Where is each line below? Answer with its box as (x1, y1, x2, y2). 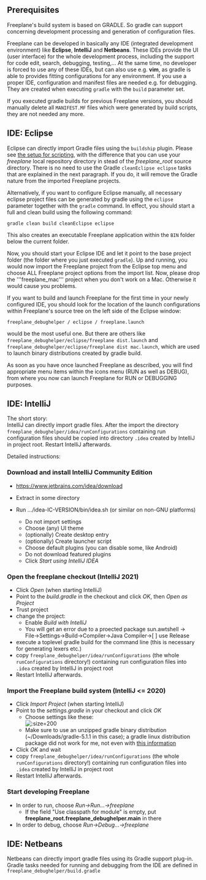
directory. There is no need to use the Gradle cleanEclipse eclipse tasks (7, 164, 192, 171)
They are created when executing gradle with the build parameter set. (7, 85, 186, 93)
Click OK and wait (15, 746, 61, 753)
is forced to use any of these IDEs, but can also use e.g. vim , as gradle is (7, 66, 191, 73)
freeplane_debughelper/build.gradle (7, 868, 101, 874)
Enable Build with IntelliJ (25, 619, 87, 626)
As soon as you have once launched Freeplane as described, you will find (7, 361, 193, 368)
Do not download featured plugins (25, 550, 112, 558)
